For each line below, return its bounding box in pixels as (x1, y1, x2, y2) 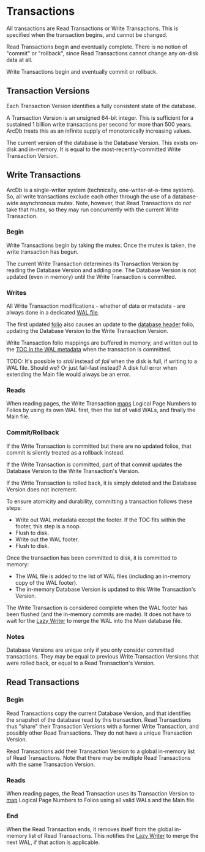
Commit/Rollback (6, 428, 59, 437)
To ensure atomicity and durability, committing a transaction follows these (6, 498, 193, 505)
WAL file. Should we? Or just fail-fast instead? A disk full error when (6, 364, 177, 372)
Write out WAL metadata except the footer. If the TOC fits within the (15, 516, 185, 523)
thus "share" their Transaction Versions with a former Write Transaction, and (6, 722, 199, 730)
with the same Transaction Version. (6, 760, 95, 768)
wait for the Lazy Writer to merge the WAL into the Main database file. (6, 617, 182, 624)
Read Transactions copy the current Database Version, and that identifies (6, 709, 192, 717)
